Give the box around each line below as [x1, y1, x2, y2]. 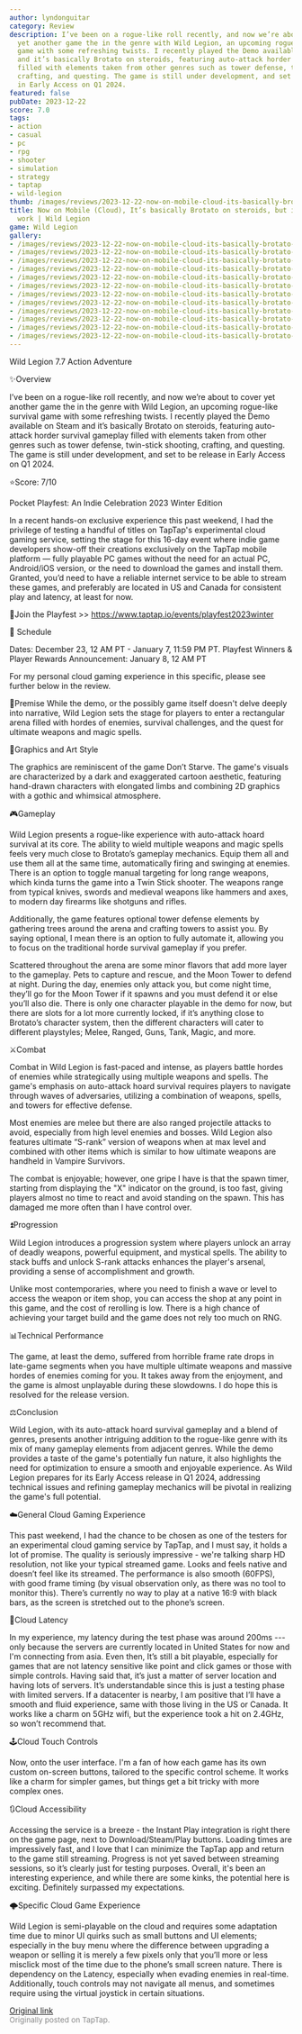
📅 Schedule [9, 626, 52, 637]
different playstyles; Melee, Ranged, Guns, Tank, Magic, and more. [9, 1026, 256, 1037]
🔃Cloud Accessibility [9, 1803, 87, 1814]
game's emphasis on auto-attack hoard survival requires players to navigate [9, 1080, 291, 1091]
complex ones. [9, 1785, 65, 1796]
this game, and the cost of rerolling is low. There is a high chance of [9, 1303, 261, 1313]
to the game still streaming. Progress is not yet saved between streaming [9, 1853, 280, 1864]
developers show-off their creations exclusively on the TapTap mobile [9, 543, 268, 554]
